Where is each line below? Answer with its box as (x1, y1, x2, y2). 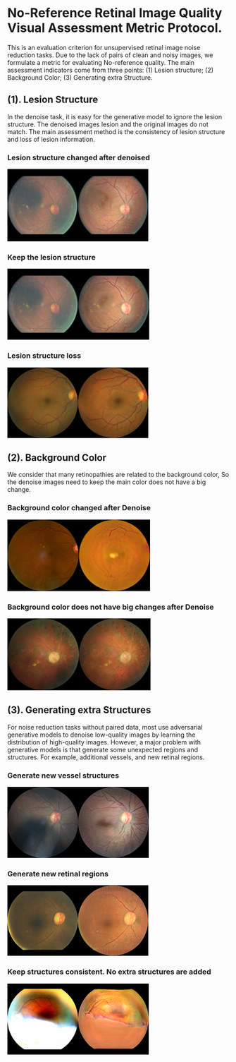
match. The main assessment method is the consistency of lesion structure (7, 127, 225, 135)
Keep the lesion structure (7, 252, 97, 262)
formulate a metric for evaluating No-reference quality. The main (7, 58, 195, 66)
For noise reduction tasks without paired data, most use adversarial (7, 723, 203, 731)
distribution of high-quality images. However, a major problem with (7, 737, 201, 746)
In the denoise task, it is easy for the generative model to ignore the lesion (7, 112, 223, 121)
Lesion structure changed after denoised (7, 152, 150, 162)
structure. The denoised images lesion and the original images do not (7, 120, 209, 128)
